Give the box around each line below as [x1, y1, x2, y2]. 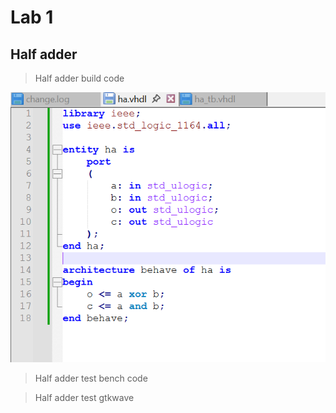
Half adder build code [34, 72, 125, 84]
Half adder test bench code [34, 372, 148, 384]
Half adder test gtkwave [34, 391, 135, 403]
